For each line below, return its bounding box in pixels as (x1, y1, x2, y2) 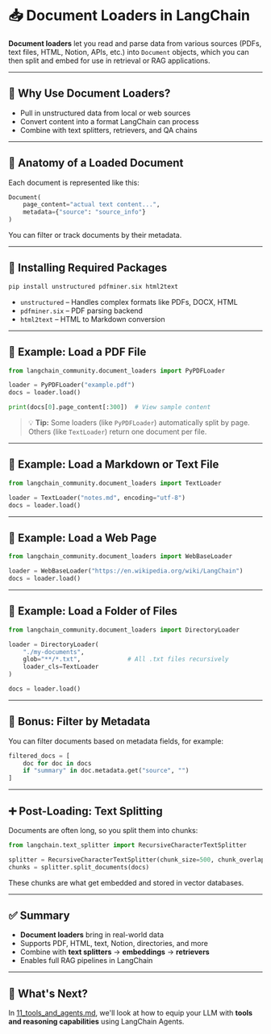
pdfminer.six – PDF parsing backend (19, 306, 144, 315)
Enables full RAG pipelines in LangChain (19, 956, 153, 965)
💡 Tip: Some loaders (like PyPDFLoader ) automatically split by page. (27, 418, 250, 427)
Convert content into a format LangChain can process (19, 116, 199, 126)
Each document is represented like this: (8, 177, 140, 187)
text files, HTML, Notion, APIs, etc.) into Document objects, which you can (8, 47, 249, 56)
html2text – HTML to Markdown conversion (19, 314, 165, 323)
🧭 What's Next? (8, 986, 89, 1000)
